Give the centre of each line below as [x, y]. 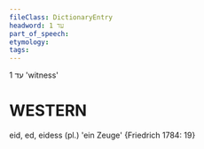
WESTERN [48, 111]
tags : [19, 50]
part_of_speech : [39, 34]
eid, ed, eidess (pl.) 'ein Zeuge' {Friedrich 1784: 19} [102, 135]
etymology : [29, 42]
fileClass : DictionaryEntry [61, 17]
